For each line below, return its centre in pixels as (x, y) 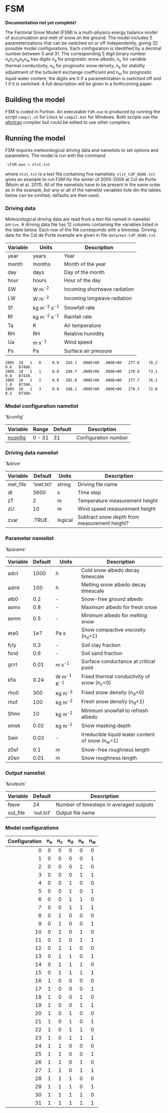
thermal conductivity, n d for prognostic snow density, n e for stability (75, 66)
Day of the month (84, 272)
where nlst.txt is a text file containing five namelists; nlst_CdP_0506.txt (80, 174)
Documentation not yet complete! (41, 23)
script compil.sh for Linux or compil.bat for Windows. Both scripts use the (81, 117)
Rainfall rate (78, 316)
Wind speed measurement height (116, 509)
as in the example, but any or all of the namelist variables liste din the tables (83, 190)
